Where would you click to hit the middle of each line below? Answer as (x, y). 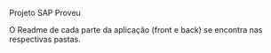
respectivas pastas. (45, 39)
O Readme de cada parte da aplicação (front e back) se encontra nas (136, 30)
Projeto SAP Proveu (45, 13)
